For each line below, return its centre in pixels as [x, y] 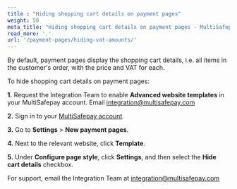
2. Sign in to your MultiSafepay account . [66, 116]
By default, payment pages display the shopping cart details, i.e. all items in [117, 60]
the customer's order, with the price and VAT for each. [86, 68]
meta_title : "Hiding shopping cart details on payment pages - [102, 27]
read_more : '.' [30, 33]
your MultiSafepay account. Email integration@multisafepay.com [101, 102]
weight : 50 [23, 20]
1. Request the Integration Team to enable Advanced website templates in [116, 95]
